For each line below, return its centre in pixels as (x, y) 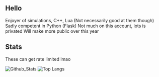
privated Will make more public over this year (52, 31)
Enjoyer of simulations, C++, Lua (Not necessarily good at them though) (80, 20)
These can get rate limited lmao (38, 59)
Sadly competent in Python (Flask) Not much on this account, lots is (75, 26)
